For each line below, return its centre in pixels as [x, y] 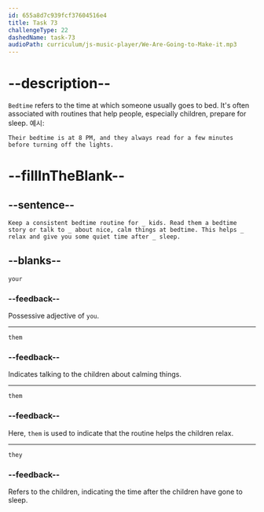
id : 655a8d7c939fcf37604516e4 [58, 15]
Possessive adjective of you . [54, 316]
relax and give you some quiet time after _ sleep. [94, 237]
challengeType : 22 [38, 30]
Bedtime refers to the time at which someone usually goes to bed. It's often [129, 105]
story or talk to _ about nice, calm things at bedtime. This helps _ [126, 230]
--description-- [60, 84]
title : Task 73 [33, 23]
